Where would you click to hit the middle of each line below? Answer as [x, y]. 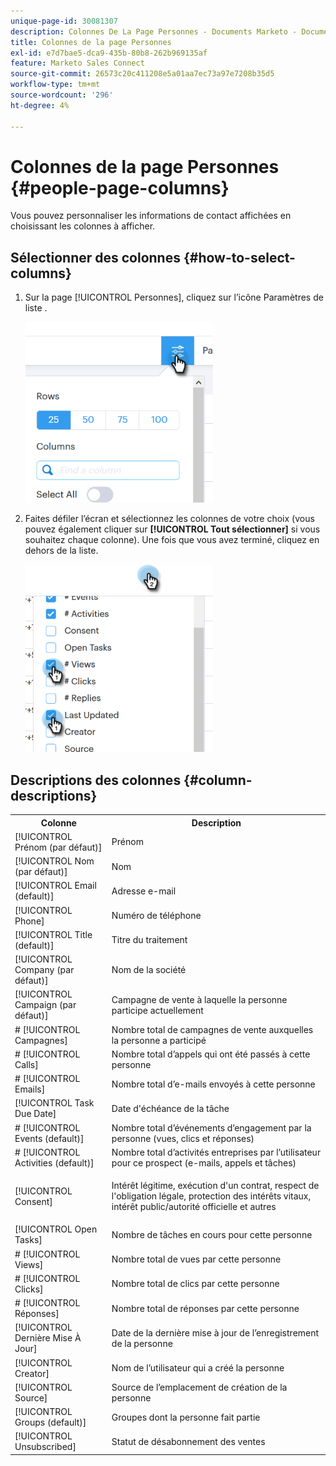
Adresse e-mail [144, 891]
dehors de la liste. [61, 551]
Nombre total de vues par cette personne [196, 1259]
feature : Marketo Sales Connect [77, 63]
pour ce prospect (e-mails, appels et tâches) [204, 1162]
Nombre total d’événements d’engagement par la [211, 1127]
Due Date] [35, 1114]
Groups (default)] [50, 1422]
